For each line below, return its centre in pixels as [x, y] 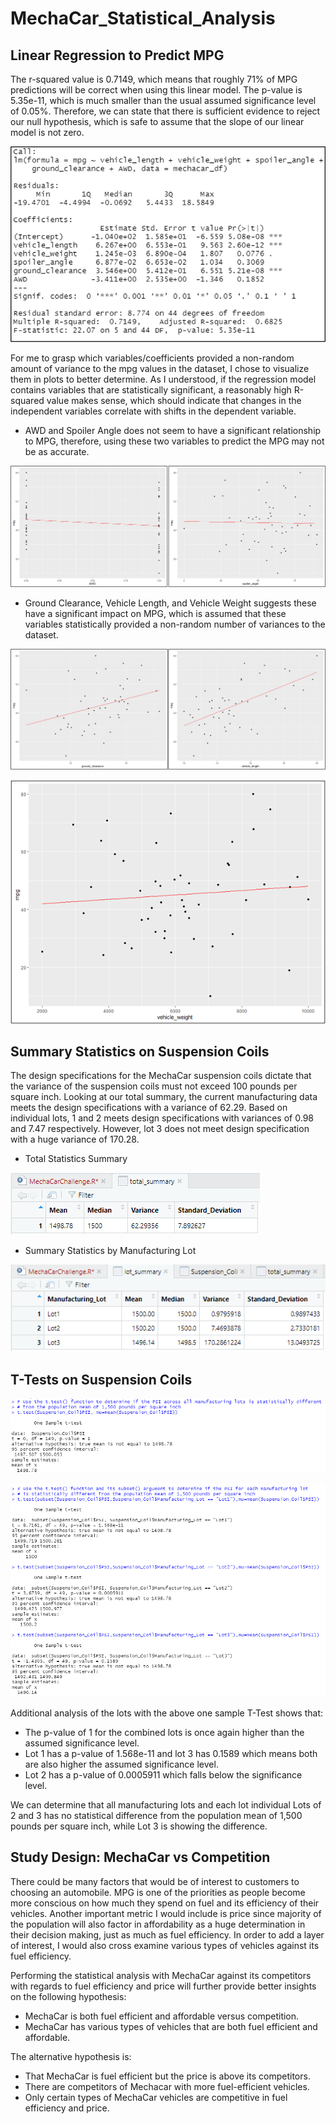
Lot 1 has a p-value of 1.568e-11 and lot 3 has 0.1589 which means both [171, 1753]
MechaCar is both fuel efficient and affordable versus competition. [162, 2016]
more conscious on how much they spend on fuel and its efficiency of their [165, 1903]
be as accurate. [57, 452]
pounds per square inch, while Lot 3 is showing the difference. [139, 1826]
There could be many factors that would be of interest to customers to [155, 1881]
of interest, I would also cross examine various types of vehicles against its [165, 1945]
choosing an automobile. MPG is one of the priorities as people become [158, 1892]
